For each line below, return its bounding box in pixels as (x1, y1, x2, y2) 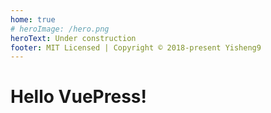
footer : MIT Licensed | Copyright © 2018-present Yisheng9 (10, 42, 262, 53)
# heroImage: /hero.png (10, 24, 110, 34)
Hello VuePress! (10, 86, 147, 108)
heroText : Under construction (10, 33, 137, 43)
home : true (10, 14, 56, 25)
